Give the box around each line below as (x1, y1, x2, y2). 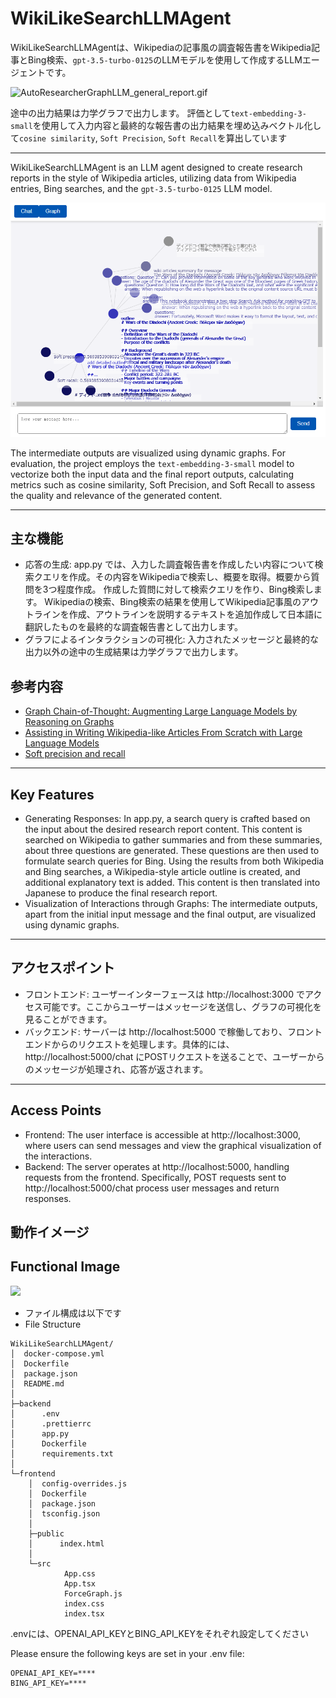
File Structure (24, 1318, 82, 1330)
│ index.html (28, 1538, 105, 1549)
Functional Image (10, 1258, 121, 1276)
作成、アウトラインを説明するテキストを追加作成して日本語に (68, 608, 323, 621)
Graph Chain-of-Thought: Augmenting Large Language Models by (24, 705, 298, 717)
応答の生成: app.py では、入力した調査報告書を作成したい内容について (24, 558, 315, 571)
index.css (63, 1598, 105, 1609)
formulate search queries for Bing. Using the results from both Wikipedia (24, 855, 325, 867)
